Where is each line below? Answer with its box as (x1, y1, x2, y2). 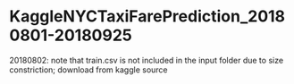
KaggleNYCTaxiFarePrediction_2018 (9, 6, 286, 27)
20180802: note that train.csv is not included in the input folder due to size (9, 55, 284, 65)
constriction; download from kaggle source (9, 64, 168, 75)
